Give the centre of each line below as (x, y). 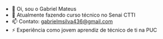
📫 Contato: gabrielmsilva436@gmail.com (62, 21)
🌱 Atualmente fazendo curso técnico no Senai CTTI (74, 15)
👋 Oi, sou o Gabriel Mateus (44, 9)
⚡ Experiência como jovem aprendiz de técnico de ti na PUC (84, 30)
